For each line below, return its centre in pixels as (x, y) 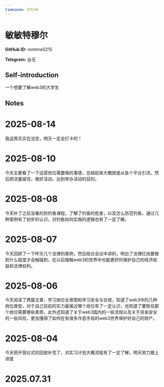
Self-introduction (32, 75)
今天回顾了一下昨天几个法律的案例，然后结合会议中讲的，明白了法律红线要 (80, 253)
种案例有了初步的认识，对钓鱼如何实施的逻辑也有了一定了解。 (67, 219)
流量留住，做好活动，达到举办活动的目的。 (56, 179)
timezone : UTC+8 (21, 10)
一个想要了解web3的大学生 (32, 87)
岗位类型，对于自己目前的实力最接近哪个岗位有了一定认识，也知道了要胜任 (80, 306)
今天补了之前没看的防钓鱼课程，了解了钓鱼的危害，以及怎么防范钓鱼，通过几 (82, 213)
